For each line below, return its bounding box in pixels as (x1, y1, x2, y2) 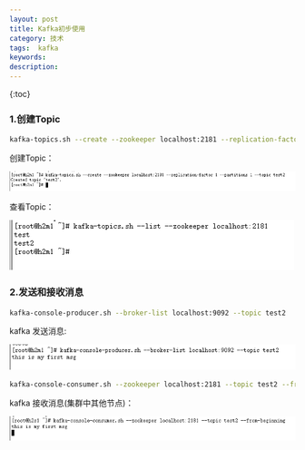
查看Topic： (9, 201, 54, 212)
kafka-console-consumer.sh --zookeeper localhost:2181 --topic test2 (9, 379, 279, 389)
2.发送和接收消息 (9, 286, 84, 298)
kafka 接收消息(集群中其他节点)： (9, 397, 134, 408)
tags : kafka (9, 44, 59, 53)
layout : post (9, 15, 59, 24)
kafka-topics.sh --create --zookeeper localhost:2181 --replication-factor (9, 135, 302, 144)
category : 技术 (9, 34, 64, 43)
